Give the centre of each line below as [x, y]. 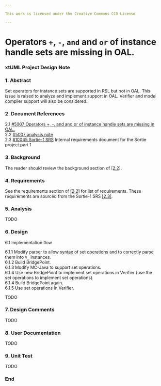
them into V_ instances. [28, 257]
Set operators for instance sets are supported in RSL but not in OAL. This [78, 91]
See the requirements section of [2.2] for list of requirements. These [73, 191]
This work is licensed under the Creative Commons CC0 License [70, 14]
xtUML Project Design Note [38, 67]
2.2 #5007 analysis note [29, 135]
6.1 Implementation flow [29, 242]
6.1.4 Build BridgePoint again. [34, 283]
